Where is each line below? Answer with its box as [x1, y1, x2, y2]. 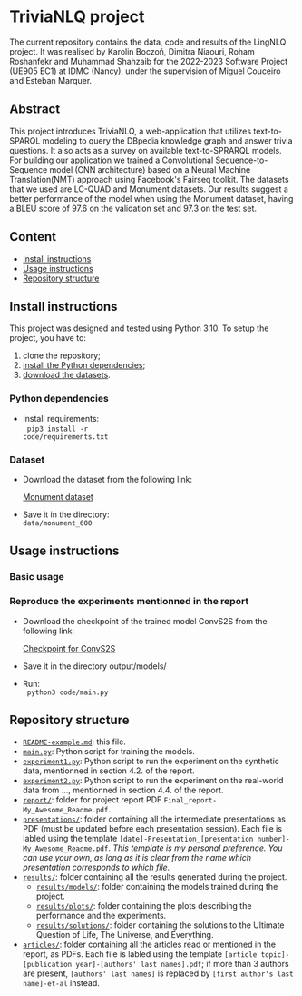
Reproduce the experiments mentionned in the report [9, 595, 249, 608]
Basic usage [9, 571, 65, 583]
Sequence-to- [215, 154, 268, 165]
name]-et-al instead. [22, 978, 100, 989]
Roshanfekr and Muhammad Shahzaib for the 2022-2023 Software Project [9, 55, 288, 66]
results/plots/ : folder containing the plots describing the [35, 901, 252, 911]
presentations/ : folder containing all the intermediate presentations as [22, 813, 286, 824]
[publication [22, 961, 73, 970]
